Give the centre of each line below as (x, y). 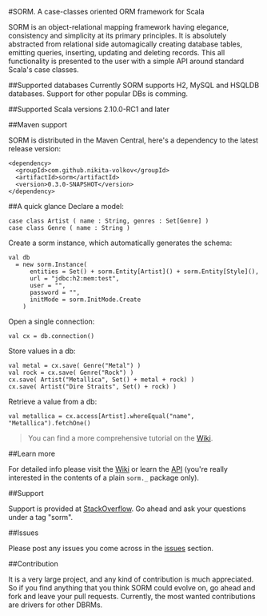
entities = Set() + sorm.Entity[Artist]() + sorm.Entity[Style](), (144, 272)
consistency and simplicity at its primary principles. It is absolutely (118, 36)
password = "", (55, 292)
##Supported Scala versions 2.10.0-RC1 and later (89, 109)
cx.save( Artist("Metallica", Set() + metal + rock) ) (102, 380)
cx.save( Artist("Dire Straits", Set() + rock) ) (93, 387)
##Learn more (32, 453)
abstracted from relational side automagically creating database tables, (125, 44)
